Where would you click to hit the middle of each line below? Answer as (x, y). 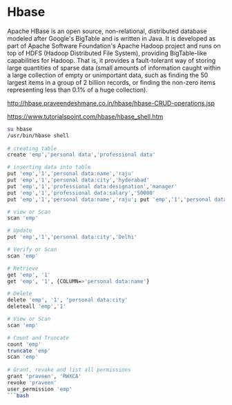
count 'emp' (24, 344)
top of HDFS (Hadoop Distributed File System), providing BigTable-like (107, 53)
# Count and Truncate (38, 338)
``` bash (18, 395)
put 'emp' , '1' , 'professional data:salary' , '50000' (81, 193)
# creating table (32, 148)
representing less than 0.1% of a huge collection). (78, 90)
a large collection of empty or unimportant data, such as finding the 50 (108, 75)
